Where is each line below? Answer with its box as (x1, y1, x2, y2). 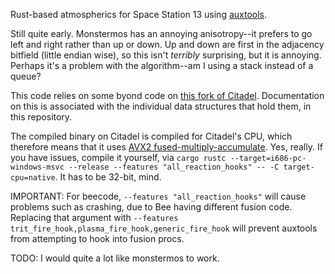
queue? (10, 70, 42, 82)
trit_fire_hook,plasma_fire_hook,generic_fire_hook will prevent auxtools (10, 222, 318, 234)
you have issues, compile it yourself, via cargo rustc (10, 152, 227, 163)
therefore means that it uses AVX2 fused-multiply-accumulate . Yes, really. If (10, 141, 323, 153)
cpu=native (10, 173, 56, 183)
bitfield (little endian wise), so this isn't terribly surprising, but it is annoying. (10, 49, 322, 61)
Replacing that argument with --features (10, 212, 179, 223)
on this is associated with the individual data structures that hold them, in (10, 100, 312, 112)
